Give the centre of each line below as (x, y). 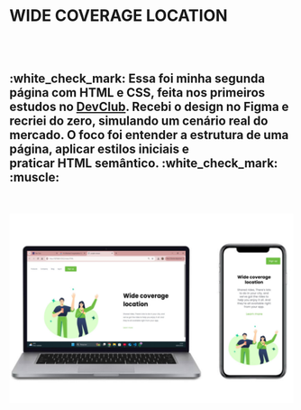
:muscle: (35, 177)
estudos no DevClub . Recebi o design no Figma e (149, 107)
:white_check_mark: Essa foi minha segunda (137, 79)
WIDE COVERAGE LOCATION (119, 16)
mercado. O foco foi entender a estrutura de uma (149, 135)
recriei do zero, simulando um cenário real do (139, 121)
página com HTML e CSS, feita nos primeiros (137, 93)
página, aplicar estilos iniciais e (99, 149)
